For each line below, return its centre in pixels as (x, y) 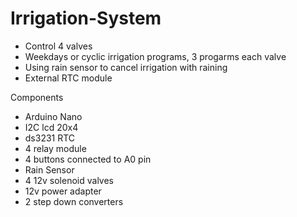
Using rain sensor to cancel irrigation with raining (126, 67)
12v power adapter (63, 191)
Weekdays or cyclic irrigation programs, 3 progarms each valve (155, 56)
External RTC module (68, 78)
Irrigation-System (86, 18)
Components (37, 97)
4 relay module (55, 148)
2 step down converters (74, 201)
